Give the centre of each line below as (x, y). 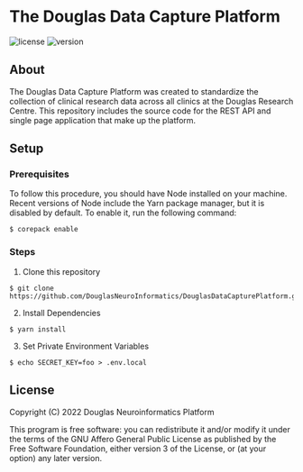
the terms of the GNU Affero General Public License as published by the (143, 439)
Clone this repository (61, 271)
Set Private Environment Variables (86, 346)
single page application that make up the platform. (103, 120)
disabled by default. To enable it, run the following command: (123, 213)
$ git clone (32, 288)
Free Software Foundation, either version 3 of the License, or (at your (138, 449)
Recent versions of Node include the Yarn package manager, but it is (137, 204)
